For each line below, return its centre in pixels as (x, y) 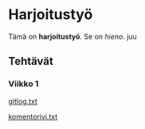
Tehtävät (31, 61)
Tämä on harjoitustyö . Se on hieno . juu (72, 36)
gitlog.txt (23, 101)
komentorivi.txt (33, 116)
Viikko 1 (24, 84)
